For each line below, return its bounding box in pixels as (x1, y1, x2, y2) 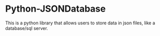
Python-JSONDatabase (5, 3, 106, 15)
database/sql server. (5, 25, 48, 31)
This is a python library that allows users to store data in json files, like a (5, 20, 155, 26)
